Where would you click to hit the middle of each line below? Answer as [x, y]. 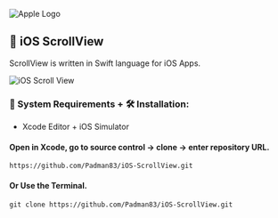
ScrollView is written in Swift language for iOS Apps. [105, 63]
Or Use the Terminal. [48, 185]
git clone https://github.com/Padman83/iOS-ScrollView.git [121, 205]
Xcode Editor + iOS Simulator [75, 127]
